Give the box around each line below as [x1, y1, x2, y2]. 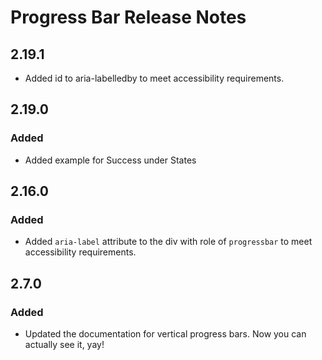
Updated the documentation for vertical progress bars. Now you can [24, 328, 307, 340]
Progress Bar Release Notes [10, 6, 247, 29]
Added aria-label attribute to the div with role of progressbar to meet [24, 236, 313, 248]
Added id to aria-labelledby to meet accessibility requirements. [24, 72, 285, 84]
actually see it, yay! [24, 339, 105, 351]
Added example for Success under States [24, 154, 197, 166]
